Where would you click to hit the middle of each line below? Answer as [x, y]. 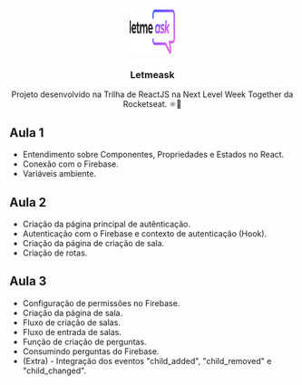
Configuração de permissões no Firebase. [101, 303]
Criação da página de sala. [73, 313]
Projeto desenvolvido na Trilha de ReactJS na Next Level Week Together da [152, 94]
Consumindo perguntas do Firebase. [91, 351]
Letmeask [152, 74]
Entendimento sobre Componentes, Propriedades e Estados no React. [153, 155]
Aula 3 [28, 281]
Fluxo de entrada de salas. [72, 332]
